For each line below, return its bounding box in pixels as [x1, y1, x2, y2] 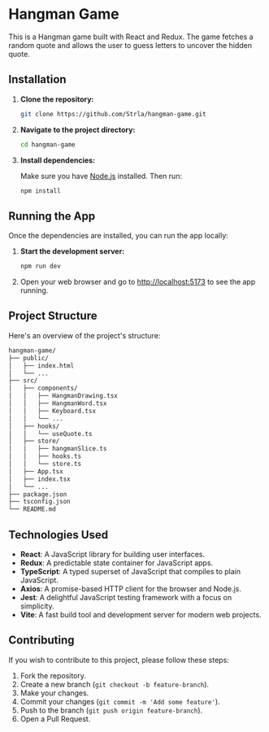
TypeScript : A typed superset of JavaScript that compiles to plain [20, 566, 241, 576]
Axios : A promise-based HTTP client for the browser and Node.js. [20, 583, 241, 594]
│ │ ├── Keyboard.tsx [8, 407, 96, 415]
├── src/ [8, 377, 38, 385]
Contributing [8, 634, 75, 647]
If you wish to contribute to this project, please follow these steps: [8, 655, 229, 664]
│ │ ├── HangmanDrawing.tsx [8, 392, 118, 400]
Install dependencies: [20, 155, 96, 165]
